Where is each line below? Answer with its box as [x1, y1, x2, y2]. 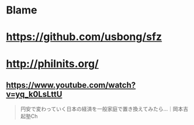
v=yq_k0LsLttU [6, 89, 63, 99]
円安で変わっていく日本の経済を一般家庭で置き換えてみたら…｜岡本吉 [20, 106, 189, 113]
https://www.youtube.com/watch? [6, 80, 136, 90]
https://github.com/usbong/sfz [6, 30, 162, 44]
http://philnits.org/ [6, 57, 99, 70]
